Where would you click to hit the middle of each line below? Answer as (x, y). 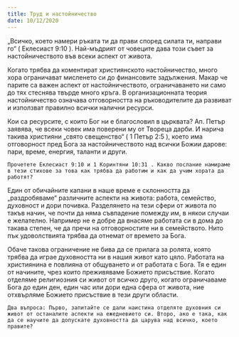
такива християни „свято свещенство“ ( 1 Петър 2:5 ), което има (105, 137)
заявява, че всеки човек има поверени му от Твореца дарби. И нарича (116, 129)
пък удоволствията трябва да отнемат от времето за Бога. (97, 235)
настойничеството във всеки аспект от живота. (80, 56)
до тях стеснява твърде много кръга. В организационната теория (107, 92)
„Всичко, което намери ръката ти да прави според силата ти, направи (115, 41)
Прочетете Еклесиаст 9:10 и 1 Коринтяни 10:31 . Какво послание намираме (119, 164)
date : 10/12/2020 (33, 21)
